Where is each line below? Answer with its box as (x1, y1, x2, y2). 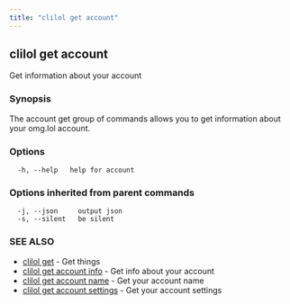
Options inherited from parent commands (9, 186, 195, 199)
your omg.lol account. (9, 122, 91, 133)
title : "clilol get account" (9, 13, 119, 22)
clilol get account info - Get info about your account (22, 265, 214, 276)
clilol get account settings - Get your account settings (22, 284, 222, 295)
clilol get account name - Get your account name (22, 275, 204, 286)
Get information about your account (9, 70, 142, 81)
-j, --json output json (17, 207, 123, 216)
